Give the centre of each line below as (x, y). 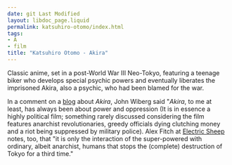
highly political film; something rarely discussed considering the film (106, 116)
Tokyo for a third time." (40, 153)
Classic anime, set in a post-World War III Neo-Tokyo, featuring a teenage (114, 73)
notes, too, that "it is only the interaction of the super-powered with (105, 138)
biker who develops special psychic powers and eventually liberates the (111, 80)
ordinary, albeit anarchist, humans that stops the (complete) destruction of (115, 146)
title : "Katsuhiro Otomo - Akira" (58, 53)
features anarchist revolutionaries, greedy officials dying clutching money (114, 124)
